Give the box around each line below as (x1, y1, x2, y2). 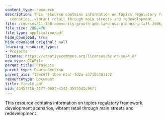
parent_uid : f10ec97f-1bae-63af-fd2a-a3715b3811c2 (5, 72, 112, 77)
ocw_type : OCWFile (5, 58, 43, 63)
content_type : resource (5, 7, 55, 12)
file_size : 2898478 (5, 26, 46, 31)
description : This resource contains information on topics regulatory (5, 12, 157, 17)
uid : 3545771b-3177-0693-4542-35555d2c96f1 (5, 86, 97, 91)
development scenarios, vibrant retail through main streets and (5, 105, 134, 111)
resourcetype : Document (5, 77, 55, 82)
